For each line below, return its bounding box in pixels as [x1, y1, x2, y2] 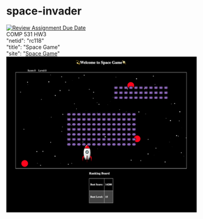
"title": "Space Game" [6, 43, 60, 51]
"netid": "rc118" [6, 37, 44, 44]
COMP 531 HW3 [6, 30, 47, 37]
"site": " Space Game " [6, 49, 60, 57]
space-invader [6, 4, 82, 18]
